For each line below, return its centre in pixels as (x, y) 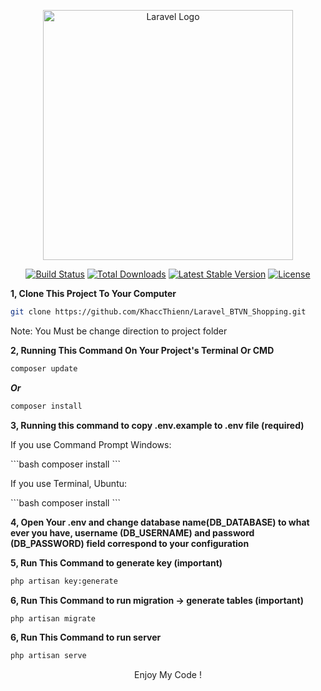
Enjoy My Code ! (168, 675)
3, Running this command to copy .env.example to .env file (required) (157, 425)
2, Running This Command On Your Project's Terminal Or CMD (142, 350)
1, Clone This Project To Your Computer (93, 293)
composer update (44, 368)
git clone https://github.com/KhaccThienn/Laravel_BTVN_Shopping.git (158, 312)
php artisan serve (48, 656)
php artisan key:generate (64, 581)
